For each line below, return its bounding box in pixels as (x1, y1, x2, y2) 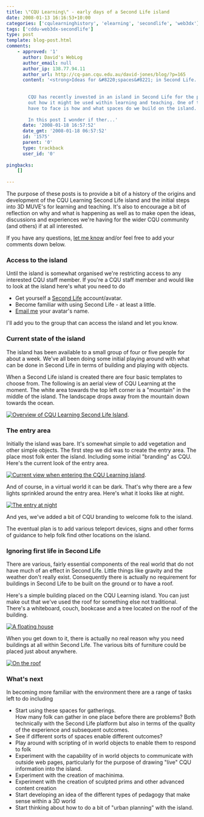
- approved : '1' (17, 49, 59, 55)
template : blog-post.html (6, 37, 72, 43)
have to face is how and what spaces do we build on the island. (28, 105, 197, 112)
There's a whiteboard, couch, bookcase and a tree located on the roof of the (6, 605, 198, 612)
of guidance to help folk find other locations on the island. (6, 531, 151, 538)
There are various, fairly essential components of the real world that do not (6, 560, 194, 568)
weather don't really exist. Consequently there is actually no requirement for (6, 574, 197, 581)
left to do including (6, 695, 53, 702)
